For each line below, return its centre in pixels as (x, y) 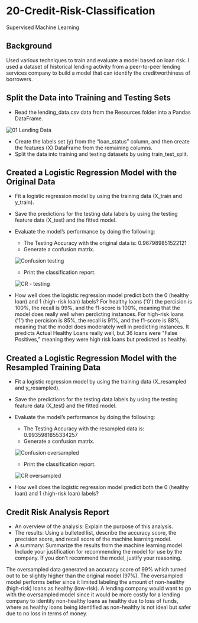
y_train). (24, 202)
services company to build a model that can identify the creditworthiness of (98, 73)
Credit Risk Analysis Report (58, 512)
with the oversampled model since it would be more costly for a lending (93, 595)
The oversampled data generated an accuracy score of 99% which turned (97, 569)
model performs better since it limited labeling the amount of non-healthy (95, 582)
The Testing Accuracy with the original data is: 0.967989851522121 (105, 243)
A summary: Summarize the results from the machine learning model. (99, 545)
